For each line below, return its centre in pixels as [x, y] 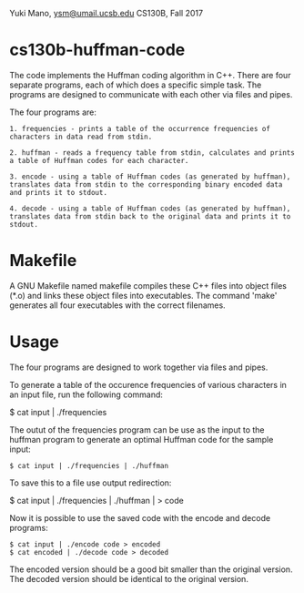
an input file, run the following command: [86, 394]
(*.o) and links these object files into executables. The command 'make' [143, 295]
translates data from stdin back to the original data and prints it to [150, 216]
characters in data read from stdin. [81, 137]
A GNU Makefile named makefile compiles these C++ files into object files [148, 285]
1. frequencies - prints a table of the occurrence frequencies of [140, 128]
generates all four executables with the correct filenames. [117, 305]
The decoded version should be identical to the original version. [129, 578]
